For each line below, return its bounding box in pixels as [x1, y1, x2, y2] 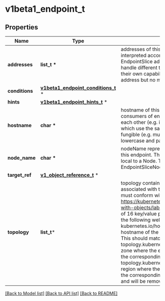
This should [120, 235, 148, 242]
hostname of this [120, 107, 160, 113]
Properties [5, 23, 38, 31]
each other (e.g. [120, 119, 158, 126]
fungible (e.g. [120, 131, 152, 138]
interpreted [120, 52, 147, 58]
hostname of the [120, 229, 159, 235]
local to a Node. [120, 158, 157, 164]
